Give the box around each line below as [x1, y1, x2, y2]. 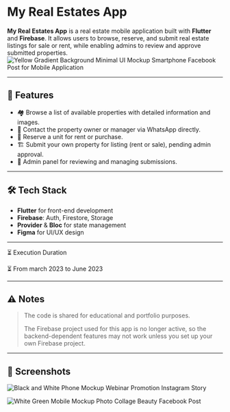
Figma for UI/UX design [16, 228, 84, 237]
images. [16, 118, 40, 126]
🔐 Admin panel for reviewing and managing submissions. [16, 157, 178, 165]
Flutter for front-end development [16, 206, 114, 215]
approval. [16, 150, 44, 158]
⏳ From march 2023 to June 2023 [7, 265, 103, 273]
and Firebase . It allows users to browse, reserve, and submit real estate [7, 34, 209, 42]
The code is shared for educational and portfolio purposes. [23, 311, 190, 319]
